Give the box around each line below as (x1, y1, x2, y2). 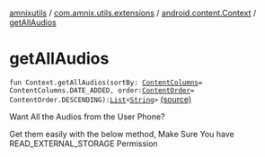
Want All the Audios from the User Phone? (9, 111, 165, 122)
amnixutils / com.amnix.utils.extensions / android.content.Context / (9, 8, 257, 18)
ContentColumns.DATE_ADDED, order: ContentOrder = (9, 85, 195, 95)
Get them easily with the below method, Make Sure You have (9, 128, 235, 139)
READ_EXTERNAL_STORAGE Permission (9, 138, 159, 149)
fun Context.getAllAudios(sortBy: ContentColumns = (9, 78, 203, 87)
